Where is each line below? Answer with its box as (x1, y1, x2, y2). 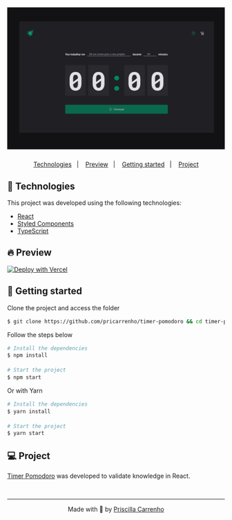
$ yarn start (7, 430, 45, 437)
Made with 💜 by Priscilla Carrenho (68, 505, 164, 514)
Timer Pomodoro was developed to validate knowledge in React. (7, 472, 191, 481)
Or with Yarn (7, 386, 43, 395)
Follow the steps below (7, 330, 72, 339)
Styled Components (17, 219, 75, 228)
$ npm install (7, 352, 48, 359)
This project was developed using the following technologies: (7, 199, 182, 207)
